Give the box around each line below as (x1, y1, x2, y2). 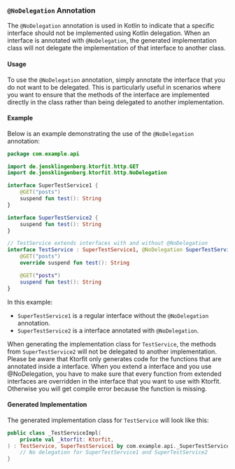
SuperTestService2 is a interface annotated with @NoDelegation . (17, 326, 199, 335)
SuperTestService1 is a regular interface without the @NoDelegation (17, 311, 209, 320)
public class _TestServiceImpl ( (7, 429, 101, 436)
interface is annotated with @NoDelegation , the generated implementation (7, 36, 217, 45)
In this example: (7, 297, 53, 306)
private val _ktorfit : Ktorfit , (20, 436, 114, 443)
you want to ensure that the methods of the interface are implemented (7, 90, 210, 99)
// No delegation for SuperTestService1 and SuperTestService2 (20, 449, 208, 456)
